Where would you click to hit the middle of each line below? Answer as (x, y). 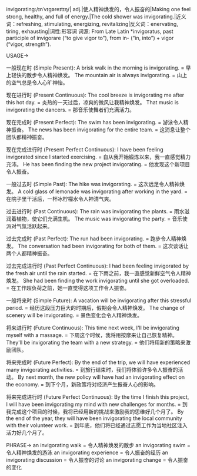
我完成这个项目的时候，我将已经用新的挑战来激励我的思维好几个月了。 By (95, 411)
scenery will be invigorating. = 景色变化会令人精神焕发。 (74, 315)
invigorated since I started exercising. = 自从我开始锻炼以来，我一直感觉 (93, 157)
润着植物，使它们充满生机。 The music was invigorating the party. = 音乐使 (97, 219)
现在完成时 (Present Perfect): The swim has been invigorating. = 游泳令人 (95, 122)
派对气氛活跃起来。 (29, 226)
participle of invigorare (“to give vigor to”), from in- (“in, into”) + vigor (90, 38)
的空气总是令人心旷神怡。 (37, 82)
